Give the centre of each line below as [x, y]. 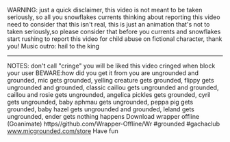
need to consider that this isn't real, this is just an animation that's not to [108, 24]
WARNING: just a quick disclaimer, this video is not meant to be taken [105, 10]
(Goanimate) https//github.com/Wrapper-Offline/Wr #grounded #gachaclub [114, 124]
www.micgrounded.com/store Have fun [63, 131]
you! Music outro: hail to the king [53, 46]
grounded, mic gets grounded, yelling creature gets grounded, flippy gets [111, 80]
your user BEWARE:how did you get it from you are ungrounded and [103, 73]
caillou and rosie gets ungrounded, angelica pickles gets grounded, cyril [109, 95]
